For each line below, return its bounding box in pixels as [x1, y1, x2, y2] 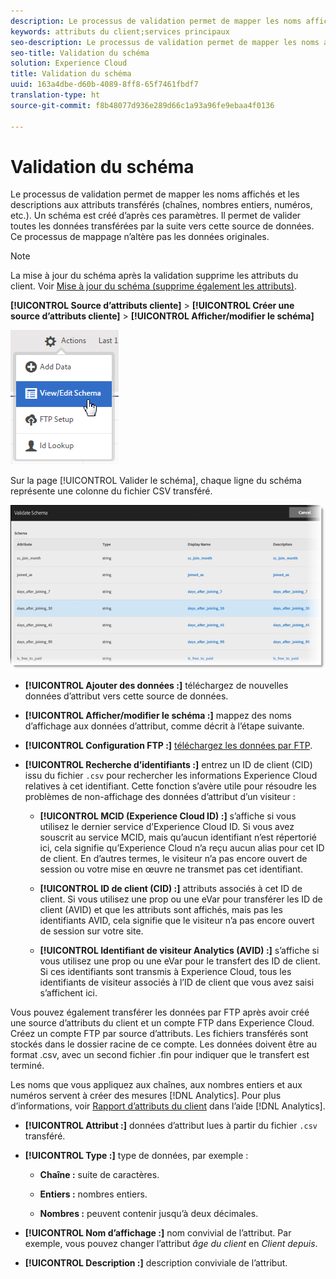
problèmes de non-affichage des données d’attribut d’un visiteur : [24, 791, 296, 803]
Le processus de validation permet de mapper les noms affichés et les [10, 188, 300, 200]
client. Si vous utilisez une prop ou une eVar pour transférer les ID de [39, 893, 323, 905]
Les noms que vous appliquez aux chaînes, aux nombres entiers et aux [10, 1079, 303, 1091]
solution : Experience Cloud [10, 58, 128, 69]
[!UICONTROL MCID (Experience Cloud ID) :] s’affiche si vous [39, 810, 297, 822]
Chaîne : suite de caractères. [39, 1169, 160, 1181]
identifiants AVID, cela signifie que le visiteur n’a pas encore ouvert [39, 915, 315, 927]
